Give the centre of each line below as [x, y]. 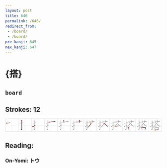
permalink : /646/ [23, 21]
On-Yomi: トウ [23, 161]
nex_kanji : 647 [21, 47]
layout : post [19, 10]
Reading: [19, 146]
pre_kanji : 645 [21, 42]
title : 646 [16, 16]
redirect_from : [21, 26]
